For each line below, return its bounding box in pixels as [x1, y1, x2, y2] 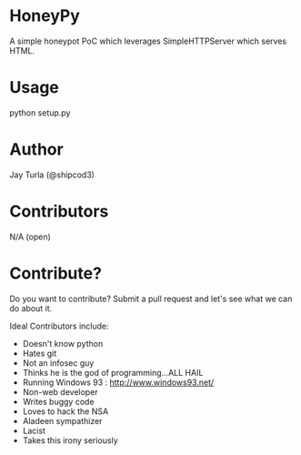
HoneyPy [9, 5, 80, 26]
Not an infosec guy [22, 357, 95, 369]
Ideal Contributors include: [9, 320, 109, 331]
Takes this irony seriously [22, 434, 118, 446]
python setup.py [9, 106, 71, 118]
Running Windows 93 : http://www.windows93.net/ [22, 377, 215, 388]
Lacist [22, 425, 45, 436]
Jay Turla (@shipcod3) [9, 169, 95, 180]
